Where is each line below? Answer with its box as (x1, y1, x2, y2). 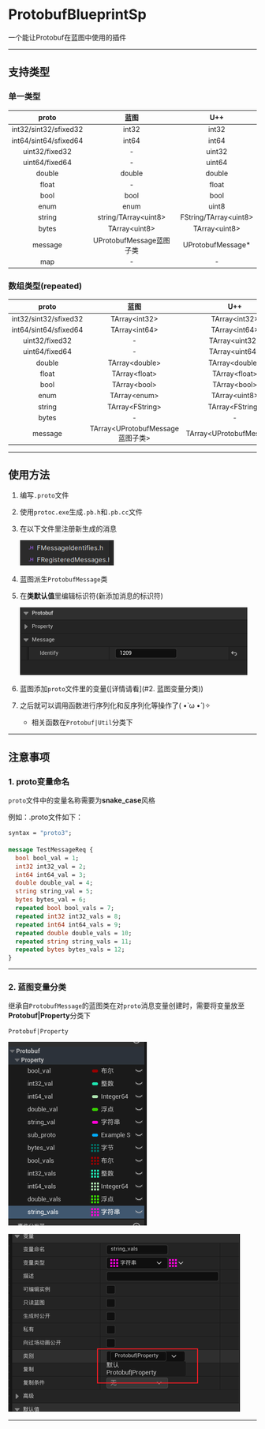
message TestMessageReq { (8, 845, 93, 854)
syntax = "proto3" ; (8, 829, 73, 837)
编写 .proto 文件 (19, 491, 69, 500)
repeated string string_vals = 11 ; (15, 938, 132, 946)
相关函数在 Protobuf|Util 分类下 (31, 717, 133, 728)
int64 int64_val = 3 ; (15, 871, 87, 878)
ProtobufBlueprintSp (8, 6, 147, 24)
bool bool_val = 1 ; (15, 854, 80, 862)
